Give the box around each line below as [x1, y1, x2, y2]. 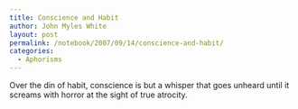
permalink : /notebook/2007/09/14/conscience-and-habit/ [9, 38, 224, 48]
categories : [9, 47, 54, 56]
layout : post [9, 30, 59, 39]
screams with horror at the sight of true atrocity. [9, 89, 188, 100]
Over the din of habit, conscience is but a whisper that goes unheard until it [9, 80, 290, 90]
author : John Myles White [9, 22, 107, 31]
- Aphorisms [17, 55, 63, 64]
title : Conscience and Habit [9, 13, 119, 23]
